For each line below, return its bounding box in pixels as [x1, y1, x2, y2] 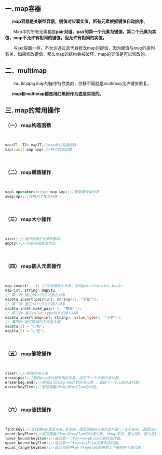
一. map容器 [5, 4, 41, 13]
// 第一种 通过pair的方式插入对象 [5, 293, 66, 298]
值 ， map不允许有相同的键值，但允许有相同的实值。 [5, 34, 107, 40]
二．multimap [5, 67, 47, 75]
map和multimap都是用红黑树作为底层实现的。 [12, 91, 104, 96]
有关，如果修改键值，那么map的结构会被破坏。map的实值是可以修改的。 [5, 51, 149, 57]
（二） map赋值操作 [5, 169, 52, 175]
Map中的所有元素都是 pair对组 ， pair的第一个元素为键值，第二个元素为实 [13, 29, 157, 34]
